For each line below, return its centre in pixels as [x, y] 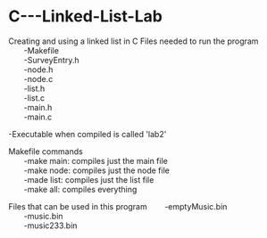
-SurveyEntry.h [51, 60]
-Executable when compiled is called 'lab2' [88, 134]
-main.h [38, 107]
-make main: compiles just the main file [96, 160]
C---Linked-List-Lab [85, 16]
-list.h [34, 88]
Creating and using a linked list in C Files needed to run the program [133, 41]
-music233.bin [50, 226]
